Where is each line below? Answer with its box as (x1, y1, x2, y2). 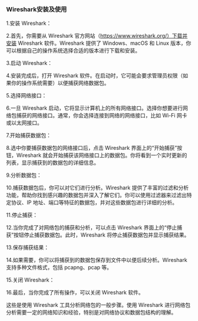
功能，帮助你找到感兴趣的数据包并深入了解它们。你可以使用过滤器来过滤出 (6, 192, 187, 199)
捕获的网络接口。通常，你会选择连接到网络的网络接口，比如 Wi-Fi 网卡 (16, 112, 187, 119)
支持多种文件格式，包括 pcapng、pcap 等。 (6, 264, 113, 271)
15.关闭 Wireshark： (6, 276, 55, 284)
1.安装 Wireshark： (6, 19, 52, 27)
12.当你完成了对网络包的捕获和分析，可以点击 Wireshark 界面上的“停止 (6, 224, 177, 231)
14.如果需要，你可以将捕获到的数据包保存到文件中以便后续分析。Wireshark (6, 257, 187, 264)
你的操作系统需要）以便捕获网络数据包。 (11, 80, 110, 87)
